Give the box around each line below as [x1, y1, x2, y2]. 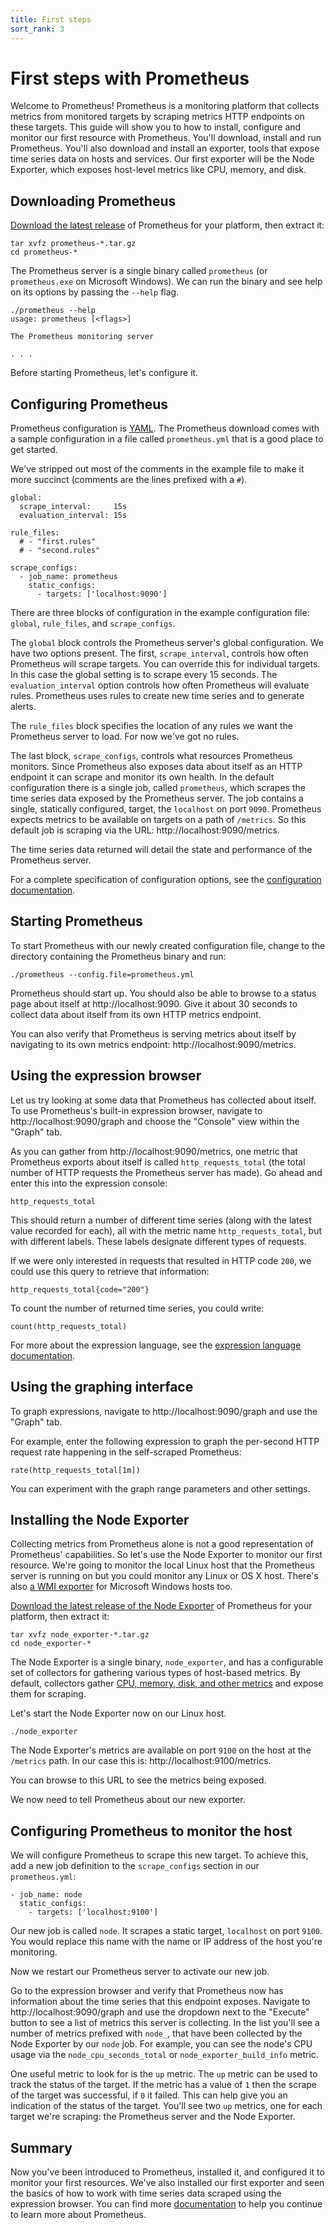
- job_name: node [10, 1890, 83, 1900]
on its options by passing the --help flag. [10, 286, 180, 298]
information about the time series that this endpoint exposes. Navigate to [10, 1996, 311, 2008]
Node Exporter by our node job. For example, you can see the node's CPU [10, 2038, 313, 2050]
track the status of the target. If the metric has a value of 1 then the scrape [10, 2079, 318, 2091]
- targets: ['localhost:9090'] [36, 589, 168, 600]
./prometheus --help [10, 306, 97, 316]
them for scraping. [10, 1688, 87, 1700]
